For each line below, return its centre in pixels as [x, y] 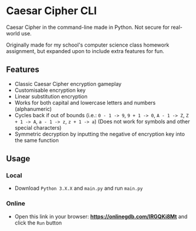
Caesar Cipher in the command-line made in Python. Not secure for [88, 27]
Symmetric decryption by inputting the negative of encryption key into [100, 134]
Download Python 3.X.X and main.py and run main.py [79, 188]
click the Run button [38, 223]
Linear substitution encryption [51, 96]
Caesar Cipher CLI [52, 11]
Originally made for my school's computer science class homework [88, 45]
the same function [36, 140]
